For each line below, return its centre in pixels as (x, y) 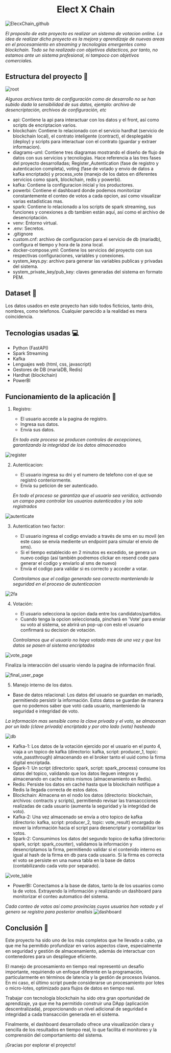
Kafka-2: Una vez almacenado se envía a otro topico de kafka (78, 817)
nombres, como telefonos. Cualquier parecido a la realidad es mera (76, 311)
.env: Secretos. (29, 228)
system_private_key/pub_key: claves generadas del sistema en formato (88, 271)
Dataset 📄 (21, 293)
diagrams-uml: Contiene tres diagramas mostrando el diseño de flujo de (88, 152)
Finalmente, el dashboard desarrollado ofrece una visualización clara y (80, 1024)
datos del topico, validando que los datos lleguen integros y (75, 773)
